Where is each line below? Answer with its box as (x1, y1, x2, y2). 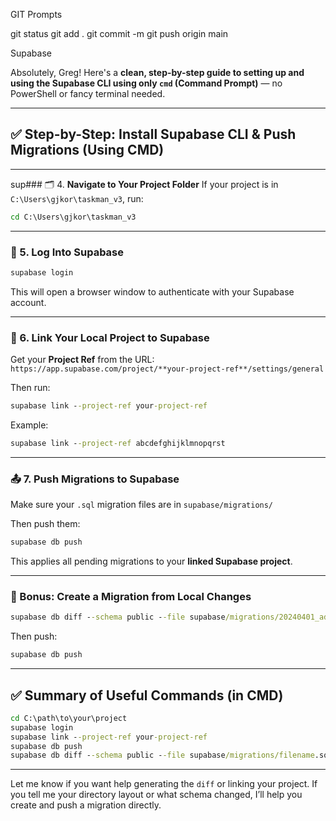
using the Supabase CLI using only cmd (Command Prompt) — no (10, 77, 283, 89)
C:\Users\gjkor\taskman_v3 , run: (10, 192, 144, 204)
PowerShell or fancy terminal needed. (10, 88, 166, 99)
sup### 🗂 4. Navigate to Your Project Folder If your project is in (10, 178, 279, 190)
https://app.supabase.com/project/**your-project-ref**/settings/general (10, 364, 325, 374)
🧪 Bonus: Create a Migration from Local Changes (10, 590, 252, 603)
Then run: (10, 382, 51, 394)
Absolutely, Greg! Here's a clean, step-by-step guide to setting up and (10, 67, 305, 78)
